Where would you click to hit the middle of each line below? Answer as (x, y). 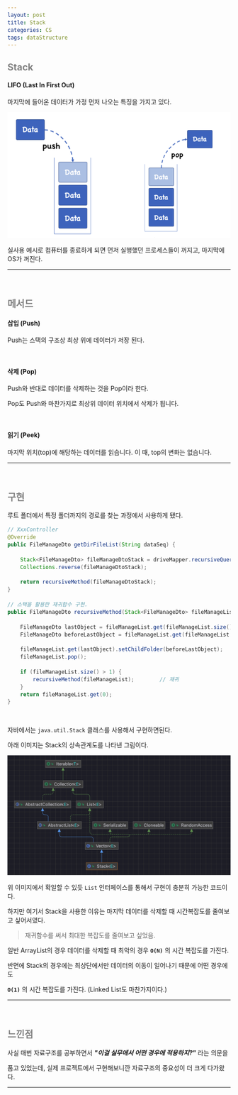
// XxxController (33, 530)
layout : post (27, 15)
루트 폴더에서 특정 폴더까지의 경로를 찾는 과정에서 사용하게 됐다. (95, 515)
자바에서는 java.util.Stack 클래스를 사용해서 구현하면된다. (90, 730)
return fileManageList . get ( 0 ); (66, 694)
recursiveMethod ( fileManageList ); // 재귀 (106, 679)
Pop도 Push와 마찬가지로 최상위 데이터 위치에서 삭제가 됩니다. (93, 404)
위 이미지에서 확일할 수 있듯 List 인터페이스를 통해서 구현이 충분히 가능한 (108, 888)
